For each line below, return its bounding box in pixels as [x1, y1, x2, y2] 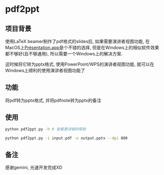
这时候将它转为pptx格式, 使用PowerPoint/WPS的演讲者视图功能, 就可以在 [5, 61, 155, 67]
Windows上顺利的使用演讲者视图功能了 [5, 68, 85, 73]
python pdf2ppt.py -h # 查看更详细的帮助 [5, 127, 86, 131]
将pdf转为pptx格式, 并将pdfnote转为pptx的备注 [5, 97, 101, 103]
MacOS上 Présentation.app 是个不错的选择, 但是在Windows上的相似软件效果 [5, 44, 160, 50]
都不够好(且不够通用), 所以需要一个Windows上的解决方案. [5, 51, 123, 56]
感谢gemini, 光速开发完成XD [5, 165, 63, 171]
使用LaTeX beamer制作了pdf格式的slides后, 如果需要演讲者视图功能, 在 [5, 39, 150, 44]
